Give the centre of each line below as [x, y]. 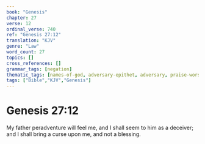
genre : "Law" [23, 47]
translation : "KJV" [31, 40]
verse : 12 [19, 23]
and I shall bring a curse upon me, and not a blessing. [74, 134]
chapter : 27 [21, 18]
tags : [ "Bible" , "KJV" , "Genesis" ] [49, 80]
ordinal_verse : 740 [31, 29]
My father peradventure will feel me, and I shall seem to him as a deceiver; [100, 128]
